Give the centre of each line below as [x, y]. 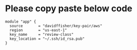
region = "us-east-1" [38, 30]
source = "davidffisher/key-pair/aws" [56, 26]
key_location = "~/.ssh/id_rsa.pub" [47, 39]
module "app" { [21, 22]
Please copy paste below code [69, 9]
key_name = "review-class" [42, 34]
